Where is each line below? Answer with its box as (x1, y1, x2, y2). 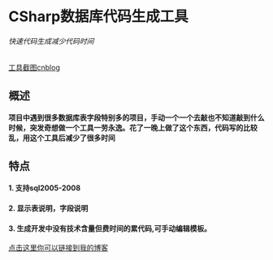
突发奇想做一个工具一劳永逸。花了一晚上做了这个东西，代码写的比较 (29, 123, 258, 133)
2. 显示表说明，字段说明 (8, 203, 89, 213)
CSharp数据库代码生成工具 (8, 7, 188, 26)
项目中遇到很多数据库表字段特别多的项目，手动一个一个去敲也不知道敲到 (8, 113, 250, 122)
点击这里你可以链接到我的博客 (8, 243, 108, 253)
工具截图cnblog (8, 62, 61, 73)
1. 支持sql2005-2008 (8, 183, 81, 193)
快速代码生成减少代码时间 (8, 36, 94, 45)
